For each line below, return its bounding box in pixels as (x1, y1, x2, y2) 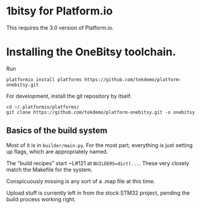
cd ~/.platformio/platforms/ (6, 104, 79, 110)
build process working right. (6, 195, 76, 202)
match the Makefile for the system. (6, 166, 93, 173)
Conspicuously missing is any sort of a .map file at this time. (6, 177, 155, 184)
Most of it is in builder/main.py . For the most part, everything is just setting (6, 141, 193, 148)
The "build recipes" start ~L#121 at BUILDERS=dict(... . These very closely (6, 159, 190, 166)
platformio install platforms (6, 76, 82, 82)
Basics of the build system (6, 126, 108, 136)
